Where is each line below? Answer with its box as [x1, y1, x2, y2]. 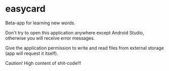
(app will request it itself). [5, 50, 58, 56]
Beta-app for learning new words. [5, 20, 76, 26]
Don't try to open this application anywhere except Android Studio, [5, 29, 144, 35]
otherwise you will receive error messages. [5, 35, 95, 41]
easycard [5, 3, 46, 15]
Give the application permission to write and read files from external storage [5, 45, 164, 51]
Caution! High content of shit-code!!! [5, 60, 82, 66]
